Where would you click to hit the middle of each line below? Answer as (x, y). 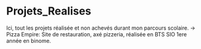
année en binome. (29, 41)
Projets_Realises (49, 11)
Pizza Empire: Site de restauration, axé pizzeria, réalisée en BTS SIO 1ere (97, 34)
